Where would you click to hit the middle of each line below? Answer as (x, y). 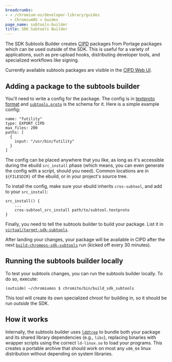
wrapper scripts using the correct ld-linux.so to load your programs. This (84, 342)
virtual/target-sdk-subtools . (37, 230)
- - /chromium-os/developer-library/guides (53, 15)
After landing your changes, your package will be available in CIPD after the (85, 239)
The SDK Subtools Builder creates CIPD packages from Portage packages (84, 44)
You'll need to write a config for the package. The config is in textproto (80, 99)
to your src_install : (27, 192)
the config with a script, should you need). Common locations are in (77, 170)
